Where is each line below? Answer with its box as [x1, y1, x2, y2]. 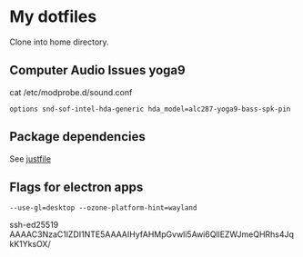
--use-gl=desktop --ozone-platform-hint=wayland [9, 203, 197, 213]
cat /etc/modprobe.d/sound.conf [9, 86, 133, 97]
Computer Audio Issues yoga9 [9, 63, 186, 78]
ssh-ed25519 [9, 220, 59, 231]
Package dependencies [9, 129, 146, 144]
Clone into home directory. [9, 36, 109, 47]
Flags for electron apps [9, 179, 144, 194]
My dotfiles [9, 6, 97, 27]
